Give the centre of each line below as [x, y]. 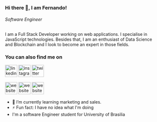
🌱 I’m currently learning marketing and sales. [57, 102]
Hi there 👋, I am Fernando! [36, 8]
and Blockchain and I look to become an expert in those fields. [67, 45]
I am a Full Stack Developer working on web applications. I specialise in [76, 34]
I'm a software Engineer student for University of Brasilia [68, 114]
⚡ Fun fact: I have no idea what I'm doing [53, 107]
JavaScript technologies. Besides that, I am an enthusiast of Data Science [79, 39]
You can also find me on [34, 57]
